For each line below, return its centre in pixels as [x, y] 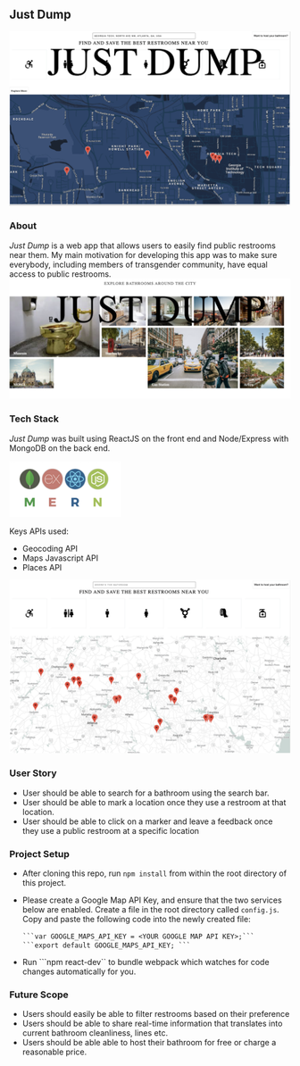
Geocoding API [50, 549]
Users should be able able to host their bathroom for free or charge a [149, 1043]
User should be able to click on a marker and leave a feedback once [147, 821]
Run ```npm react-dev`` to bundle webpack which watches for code [146, 962]
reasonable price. [54, 1052]
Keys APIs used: [39, 531]
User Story [33, 773]
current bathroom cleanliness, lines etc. [95, 1033]
